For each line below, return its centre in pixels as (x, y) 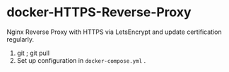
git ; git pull (33, 53)
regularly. (20, 39)
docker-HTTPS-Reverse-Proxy (99, 12)
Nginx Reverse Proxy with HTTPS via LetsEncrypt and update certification (114, 32)
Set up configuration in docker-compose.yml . (81, 60)
